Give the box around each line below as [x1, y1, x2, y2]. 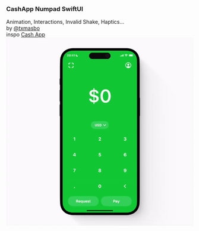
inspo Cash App [6, 31, 46, 38]
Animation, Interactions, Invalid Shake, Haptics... [6, 19, 125, 26]
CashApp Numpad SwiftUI [6, 5, 83, 13]
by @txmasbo [6, 24, 40, 32]
